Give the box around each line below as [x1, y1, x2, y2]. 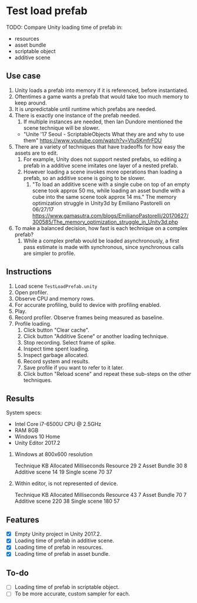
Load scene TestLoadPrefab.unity [14, 282, 98, 290]
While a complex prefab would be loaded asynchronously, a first [23, 237, 179, 244]
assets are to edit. [14, 149, 58, 156]
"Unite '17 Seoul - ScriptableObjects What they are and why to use [23, 130, 185, 137]
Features [6, 514, 39, 525]
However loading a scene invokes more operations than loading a [23, 168, 182, 175]
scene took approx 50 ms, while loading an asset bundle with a [32, 187, 185, 194]
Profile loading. [14, 320, 52, 327]
